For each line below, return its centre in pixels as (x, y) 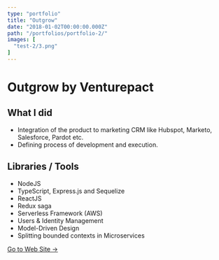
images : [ (22, 40)
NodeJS (29, 183)
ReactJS (29, 198)
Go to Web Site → (33, 249)
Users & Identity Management (60, 220)
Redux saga (34, 205)
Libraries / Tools (43, 167)
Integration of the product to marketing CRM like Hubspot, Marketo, (114, 129)
